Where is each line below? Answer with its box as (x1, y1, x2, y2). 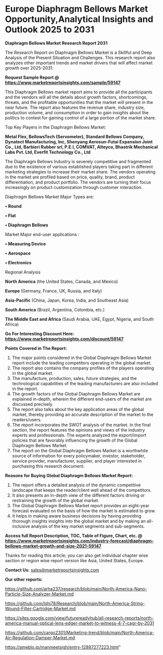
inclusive (12, 523, 30, 529)
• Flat (5, 212, 16, 218)
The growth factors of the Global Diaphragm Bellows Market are (12, 391, 141, 396)
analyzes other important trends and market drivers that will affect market (5, 60, 153, 66)
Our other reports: (5, 576, 43, 582)
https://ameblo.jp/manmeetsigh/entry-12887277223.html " (5, 644, 121, 650)
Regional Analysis (5, 269, 41, 275)
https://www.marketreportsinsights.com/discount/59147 (5, 336, 124, 342)
